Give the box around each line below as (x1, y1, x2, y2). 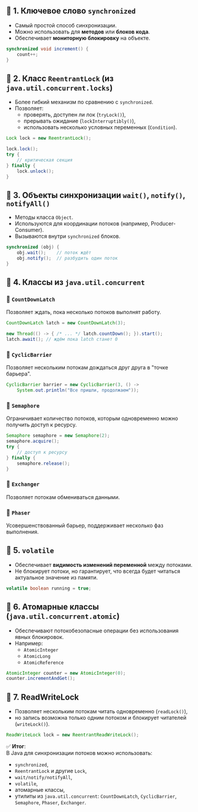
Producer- (151, 220, 176, 227)
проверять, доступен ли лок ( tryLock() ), (23, 111, 126, 118)
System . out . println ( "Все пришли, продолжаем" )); (17, 387, 139, 393)
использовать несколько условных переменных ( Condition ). (23, 124, 177, 131)
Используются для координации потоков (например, (14, 220, 150, 227)
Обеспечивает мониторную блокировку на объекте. (14, 34, 151, 42)
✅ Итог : (6, 743, 26, 750)
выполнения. (6, 528, 39, 535)
